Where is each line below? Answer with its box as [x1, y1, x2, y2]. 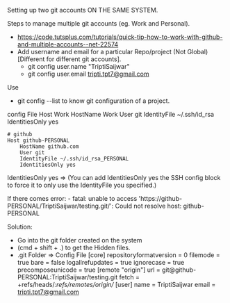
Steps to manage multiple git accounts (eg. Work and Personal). [7, 19, 190, 27]
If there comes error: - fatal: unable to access [7, 195, 138, 202]
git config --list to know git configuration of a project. [17, 97, 170, 105]
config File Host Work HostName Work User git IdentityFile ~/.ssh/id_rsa [7, 110, 214, 118]
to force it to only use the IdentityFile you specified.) [7, 181, 157, 189]
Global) [187, 48, 208, 56]
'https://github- [138, 195, 183, 202]
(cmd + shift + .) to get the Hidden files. [17, 243, 131, 252]
